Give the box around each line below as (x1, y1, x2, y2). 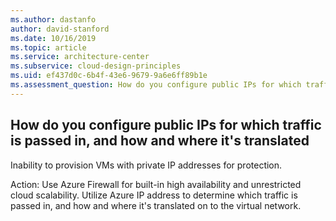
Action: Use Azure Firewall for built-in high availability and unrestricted (10, 178, 302, 190)
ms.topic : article (10, 42, 87, 53)
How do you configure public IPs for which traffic (10, 117, 322, 134)
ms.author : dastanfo (10, 14, 97, 25)
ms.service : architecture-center (10, 52, 150, 62)
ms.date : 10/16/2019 (10, 33, 97, 43)
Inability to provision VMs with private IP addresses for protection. (10, 159, 283, 171)
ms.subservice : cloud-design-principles (10, 61, 182, 71)
